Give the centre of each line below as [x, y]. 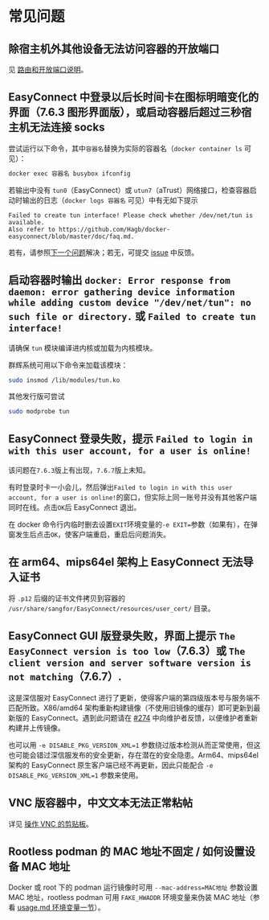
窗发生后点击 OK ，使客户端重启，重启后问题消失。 [90, 535]
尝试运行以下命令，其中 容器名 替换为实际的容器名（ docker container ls [125, 148]
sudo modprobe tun [39, 412]
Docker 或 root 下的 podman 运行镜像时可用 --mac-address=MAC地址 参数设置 [133, 887]
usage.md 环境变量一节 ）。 [61, 908]
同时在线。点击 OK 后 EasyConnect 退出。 [75, 507]
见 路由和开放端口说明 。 [48, 70]
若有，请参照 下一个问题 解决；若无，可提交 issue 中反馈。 [104, 252]
